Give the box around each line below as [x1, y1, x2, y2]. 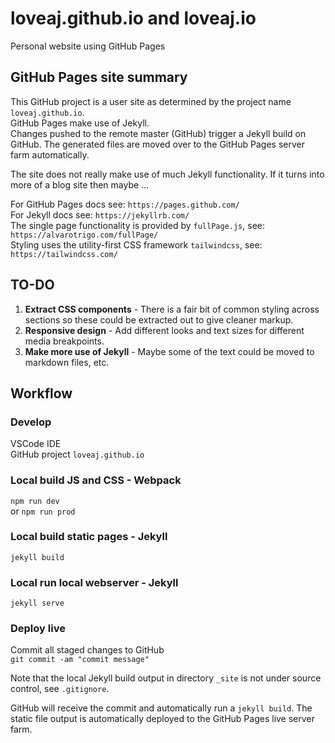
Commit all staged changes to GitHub [10, 644, 165, 656]
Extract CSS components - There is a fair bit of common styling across [24, 303, 320, 315]
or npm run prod [10, 505, 76, 517]
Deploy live [10, 622, 66, 636]
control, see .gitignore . [10, 683, 110, 695]
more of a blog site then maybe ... [10, 178, 150, 191]
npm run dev [10, 496, 60, 506]
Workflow [10, 385, 73, 402]
